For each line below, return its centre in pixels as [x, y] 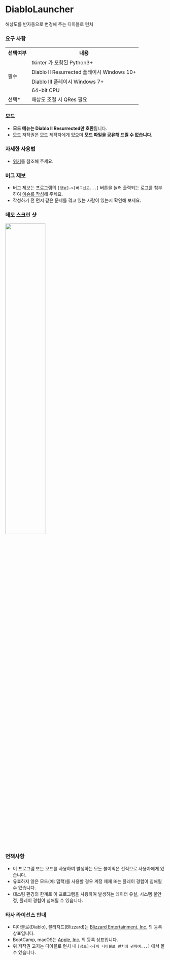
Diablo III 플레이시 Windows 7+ [67, 82]
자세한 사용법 [20, 149]
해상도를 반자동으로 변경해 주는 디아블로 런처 [49, 24]
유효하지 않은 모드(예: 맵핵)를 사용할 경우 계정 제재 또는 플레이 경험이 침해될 [87, 881]
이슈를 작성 [33, 194]
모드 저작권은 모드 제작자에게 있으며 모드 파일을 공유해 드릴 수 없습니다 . [82, 135]
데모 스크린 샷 [21, 215]
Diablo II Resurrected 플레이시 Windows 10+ [84, 72]
